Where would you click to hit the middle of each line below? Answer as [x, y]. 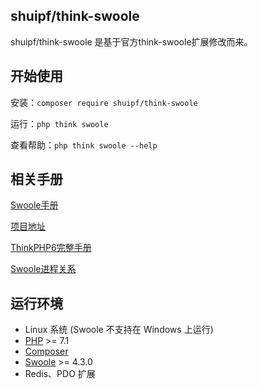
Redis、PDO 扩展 [60, 374]
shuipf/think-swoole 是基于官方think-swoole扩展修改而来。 [131, 41]
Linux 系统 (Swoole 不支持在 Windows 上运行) [119, 330]
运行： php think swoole [59, 123]
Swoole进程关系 [43, 269]
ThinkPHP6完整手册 [51, 248]
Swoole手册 [34, 205]
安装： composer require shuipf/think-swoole [104, 102]
